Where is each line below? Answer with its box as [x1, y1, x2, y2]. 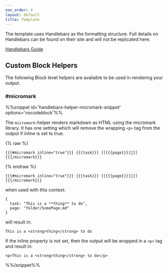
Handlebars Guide [5, 46, 43, 53]
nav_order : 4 [5, 7, 33, 13]
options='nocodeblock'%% [5, 110, 63, 116]
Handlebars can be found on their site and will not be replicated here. [5, 36, 151, 42]
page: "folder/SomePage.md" [10, 206, 70, 211]
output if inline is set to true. [5, 131, 64, 137]
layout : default [5, 12, 40, 17]
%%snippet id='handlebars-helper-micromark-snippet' [5, 104, 121, 110]
